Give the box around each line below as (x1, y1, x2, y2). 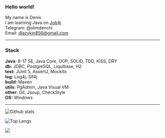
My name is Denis (5, 15, 42, 21)
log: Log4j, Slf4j (5, 73, 38, 79)
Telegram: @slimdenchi (5, 25, 53, 31)
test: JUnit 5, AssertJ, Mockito (5, 69, 67, 74)
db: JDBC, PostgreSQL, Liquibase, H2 (5, 63, 82, 69)
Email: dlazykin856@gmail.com (5, 30, 69, 36)
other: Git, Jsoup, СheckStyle (5, 89, 65, 95)
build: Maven (5, 79, 32, 85)
